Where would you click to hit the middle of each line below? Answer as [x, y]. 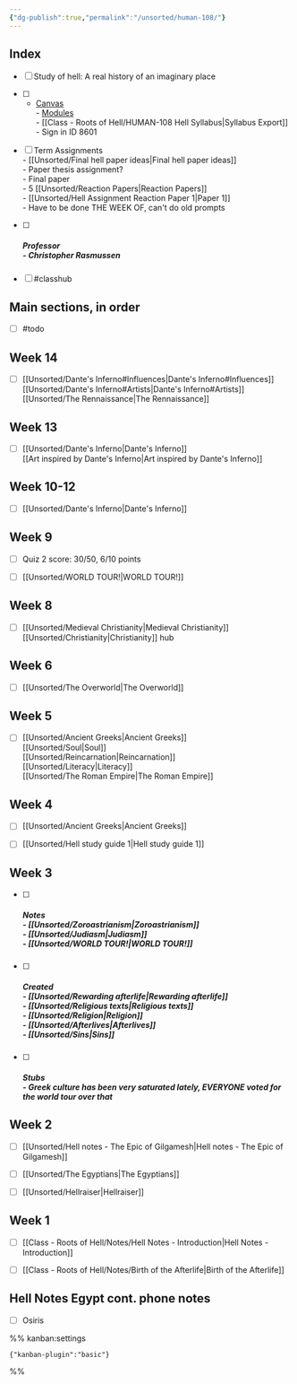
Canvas [50, 103]
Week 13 [34, 427]
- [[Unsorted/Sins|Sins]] [68, 1034]
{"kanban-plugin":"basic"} [59, 1354]
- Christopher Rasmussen [71, 256]
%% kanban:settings [48, 1338]
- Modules [55, 113]
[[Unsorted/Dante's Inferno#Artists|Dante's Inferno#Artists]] [133, 389]
